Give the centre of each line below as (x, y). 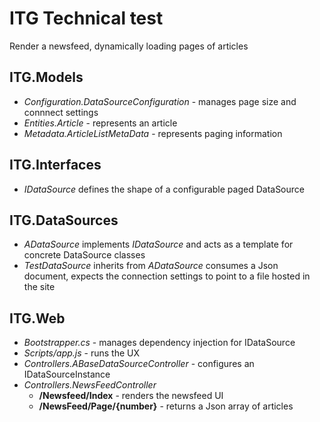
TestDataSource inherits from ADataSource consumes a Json (151, 266)
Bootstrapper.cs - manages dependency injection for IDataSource (159, 343)
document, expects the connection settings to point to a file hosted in (167, 276)
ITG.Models (46, 77)
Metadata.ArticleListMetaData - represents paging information (153, 133)
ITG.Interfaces (55, 165)
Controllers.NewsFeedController (90, 385)
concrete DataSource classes (84, 255)
